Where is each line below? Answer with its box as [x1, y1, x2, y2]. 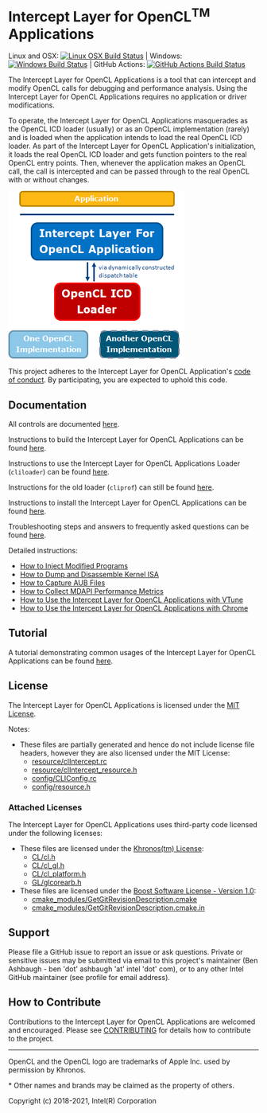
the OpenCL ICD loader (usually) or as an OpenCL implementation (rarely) [8, 124, 250, 134]
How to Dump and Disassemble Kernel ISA [19, 570, 159, 580]
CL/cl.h [31, 853, 56, 861]
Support [8, 926, 50, 939]
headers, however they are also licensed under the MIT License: [19, 748, 230, 757]
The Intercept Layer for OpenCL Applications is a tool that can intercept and [8, 75, 257, 84]
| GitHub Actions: [89, 60, 145, 69]
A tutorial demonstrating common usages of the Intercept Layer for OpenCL [8, 647, 257, 657]
